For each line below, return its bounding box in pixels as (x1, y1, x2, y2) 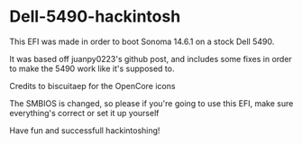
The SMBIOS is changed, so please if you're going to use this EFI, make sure (9, 97, 294, 109)
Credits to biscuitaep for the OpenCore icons (9, 80, 176, 91)
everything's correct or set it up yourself (9, 107, 160, 118)
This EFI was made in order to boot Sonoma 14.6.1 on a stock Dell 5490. (9, 36, 275, 47)
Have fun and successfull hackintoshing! (9, 124, 160, 136)
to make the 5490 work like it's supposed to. (9, 63, 175, 74)
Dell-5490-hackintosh (9, 6, 181, 27)
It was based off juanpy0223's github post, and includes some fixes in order (9, 53, 293, 64)
